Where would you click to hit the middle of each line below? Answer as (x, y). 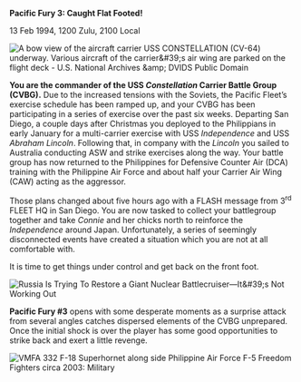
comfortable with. (42, 249)
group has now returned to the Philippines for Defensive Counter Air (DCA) (149, 162)
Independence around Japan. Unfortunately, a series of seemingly (133, 230)
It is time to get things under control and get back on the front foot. (134, 266)
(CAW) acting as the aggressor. (68, 181)
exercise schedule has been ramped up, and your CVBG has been (132, 104)
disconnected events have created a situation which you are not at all (139, 239)
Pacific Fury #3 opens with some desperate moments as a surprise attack (148, 311)
